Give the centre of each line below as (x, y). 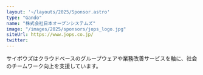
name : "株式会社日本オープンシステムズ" (51, 23)
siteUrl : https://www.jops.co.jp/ (50, 35)
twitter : (17, 40)
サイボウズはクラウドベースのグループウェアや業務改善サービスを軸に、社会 (102, 58)
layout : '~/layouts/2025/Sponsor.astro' (58, 12)
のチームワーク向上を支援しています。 (54, 66)
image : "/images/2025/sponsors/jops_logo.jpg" (66, 29)
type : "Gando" (24, 18)
